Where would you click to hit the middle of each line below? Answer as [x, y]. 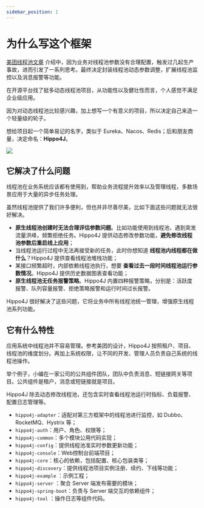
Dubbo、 [175, 415]
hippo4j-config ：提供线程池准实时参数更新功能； [77, 445]
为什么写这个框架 [49, 44]
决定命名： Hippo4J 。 [44, 139]
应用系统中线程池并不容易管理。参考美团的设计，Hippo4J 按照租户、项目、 [100, 346]
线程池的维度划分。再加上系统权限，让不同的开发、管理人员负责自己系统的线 [102, 354]
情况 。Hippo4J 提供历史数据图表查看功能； [75, 273]
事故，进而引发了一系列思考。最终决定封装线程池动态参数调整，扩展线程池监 [102, 69]
